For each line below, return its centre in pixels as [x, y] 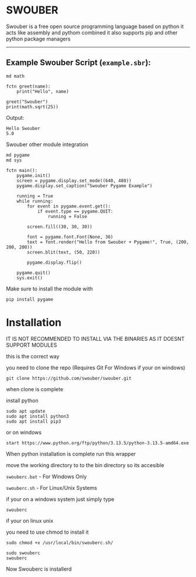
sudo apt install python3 [37, 416]
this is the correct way [33, 356]
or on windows [24, 432]
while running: [35, 201]
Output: [15, 118]
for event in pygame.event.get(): [69, 206]
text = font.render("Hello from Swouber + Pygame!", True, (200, [108, 242]
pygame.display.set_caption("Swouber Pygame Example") [85, 186]
